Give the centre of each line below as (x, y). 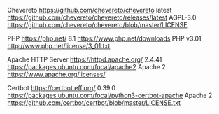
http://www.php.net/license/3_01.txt (59, 46)
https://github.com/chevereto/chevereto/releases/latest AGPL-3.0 (102, 17)
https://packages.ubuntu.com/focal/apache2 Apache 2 (86, 67)
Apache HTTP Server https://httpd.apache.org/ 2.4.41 (85, 59)
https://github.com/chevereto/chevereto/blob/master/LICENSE (97, 25)
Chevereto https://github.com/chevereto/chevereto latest (90, 10)
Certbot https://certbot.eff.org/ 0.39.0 (62, 88)
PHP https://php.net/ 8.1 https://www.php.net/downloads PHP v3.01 (104, 38)
